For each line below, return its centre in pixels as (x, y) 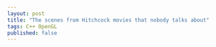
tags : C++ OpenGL (32, 26)
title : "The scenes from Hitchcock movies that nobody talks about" (108, 20)
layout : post (26, 13)
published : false (32, 33)
